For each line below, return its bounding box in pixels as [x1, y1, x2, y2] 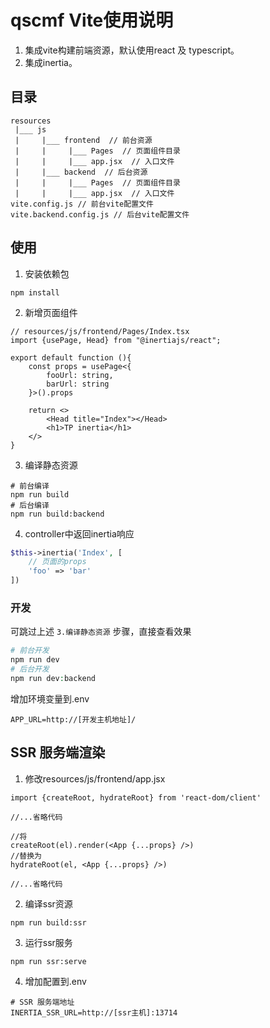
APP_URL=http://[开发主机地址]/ [10, 714, 137, 725]
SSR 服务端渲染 [10, 744, 106, 761]
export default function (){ [10, 352, 132, 363]
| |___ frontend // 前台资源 [14, 135, 153, 145]
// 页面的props [28, 557, 87, 567]
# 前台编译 [10, 481, 50, 491]
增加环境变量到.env [10, 692, 90, 705]
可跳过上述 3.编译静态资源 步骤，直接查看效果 [10, 626, 192, 638]
